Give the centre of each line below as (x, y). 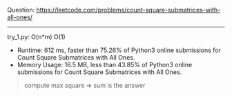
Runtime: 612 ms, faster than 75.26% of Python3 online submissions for (119, 50)
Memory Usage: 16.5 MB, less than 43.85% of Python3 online (105, 65)
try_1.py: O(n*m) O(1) (36, 37)
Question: (21, 10)
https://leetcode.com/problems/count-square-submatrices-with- (128, 10)
